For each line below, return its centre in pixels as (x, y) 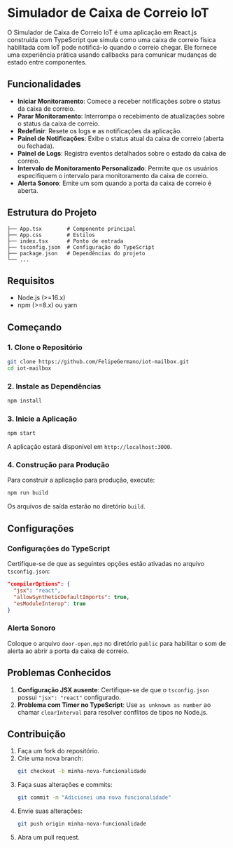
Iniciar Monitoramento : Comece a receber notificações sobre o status (119, 101)
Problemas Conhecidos (59, 673)
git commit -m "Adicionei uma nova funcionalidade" (94, 797)
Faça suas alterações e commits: (65, 785)
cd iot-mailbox (29, 368)
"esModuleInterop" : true (50, 604)
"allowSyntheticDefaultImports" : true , (72, 597)
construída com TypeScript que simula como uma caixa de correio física (112, 39)
